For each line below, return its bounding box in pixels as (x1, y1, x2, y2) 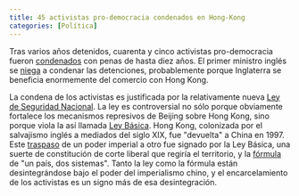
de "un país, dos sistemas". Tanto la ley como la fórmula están (9, 158, 238, 168)
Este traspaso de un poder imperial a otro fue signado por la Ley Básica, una (9, 139, 291, 150)
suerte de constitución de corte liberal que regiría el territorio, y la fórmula (9, 148, 282, 159)
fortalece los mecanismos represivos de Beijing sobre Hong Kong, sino (9, 110, 270, 121)
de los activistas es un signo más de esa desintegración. (9, 176, 217, 187)
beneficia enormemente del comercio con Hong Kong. (9, 74, 209, 85)
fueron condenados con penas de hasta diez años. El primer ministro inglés (9, 55, 287, 66)
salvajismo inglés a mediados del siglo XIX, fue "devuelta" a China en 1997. (9, 129, 285, 140)
